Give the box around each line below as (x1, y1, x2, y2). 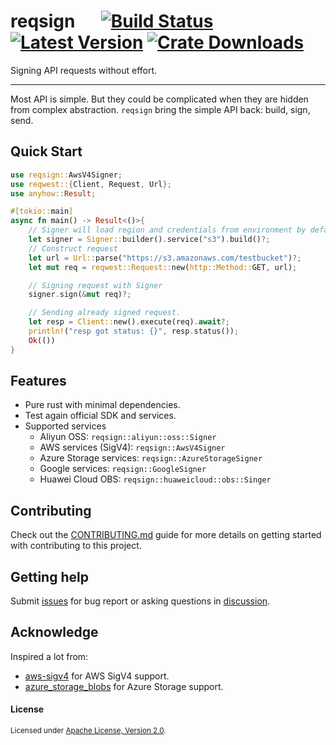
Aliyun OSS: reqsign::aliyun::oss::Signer (39, 431, 217, 443)
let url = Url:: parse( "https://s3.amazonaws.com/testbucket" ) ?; (28, 253, 302, 263)
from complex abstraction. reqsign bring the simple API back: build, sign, (10, 103, 311, 115)
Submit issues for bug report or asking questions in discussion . (10, 595, 271, 607)
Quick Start (10, 143, 83, 160)
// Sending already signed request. (28, 308, 182, 318)
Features (10, 373, 67, 390)
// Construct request (28, 243, 118, 254)
